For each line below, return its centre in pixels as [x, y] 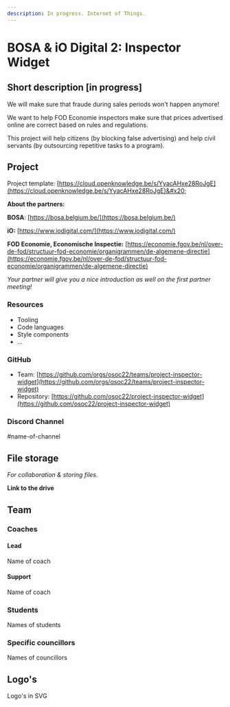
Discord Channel [35, 421]
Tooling [28, 319]
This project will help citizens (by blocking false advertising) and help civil [112, 138]
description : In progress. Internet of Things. [77, 13]
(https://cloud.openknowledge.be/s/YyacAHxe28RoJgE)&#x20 [96, 191]
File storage [33, 458]
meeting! [20, 287]
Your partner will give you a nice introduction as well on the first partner [109, 279]
